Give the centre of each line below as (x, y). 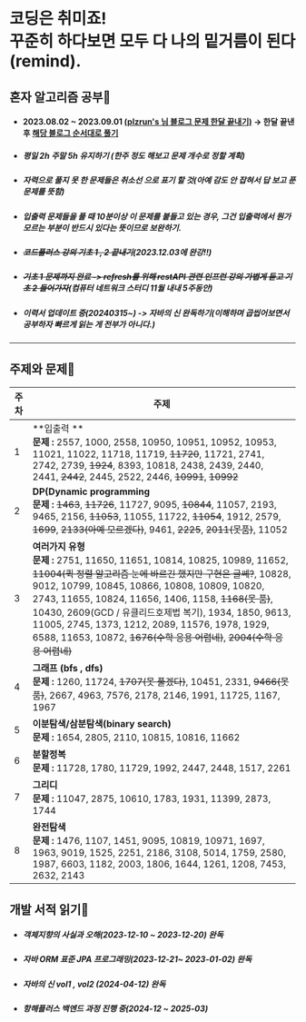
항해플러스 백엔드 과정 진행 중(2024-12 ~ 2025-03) (115, 1008)
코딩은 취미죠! (58, 19)
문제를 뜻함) (44, 192)
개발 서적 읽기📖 (49, 910)
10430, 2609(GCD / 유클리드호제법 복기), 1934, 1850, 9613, (162, 612)
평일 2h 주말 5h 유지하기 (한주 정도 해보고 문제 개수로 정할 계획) (133, 155)
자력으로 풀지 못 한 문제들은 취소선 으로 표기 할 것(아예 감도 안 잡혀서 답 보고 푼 (159, 180)
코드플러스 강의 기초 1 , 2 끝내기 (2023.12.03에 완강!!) (117, 252)
